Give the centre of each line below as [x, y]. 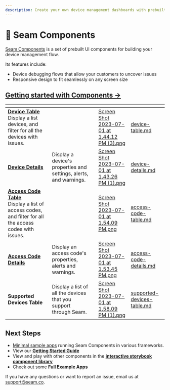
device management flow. [32, 54]
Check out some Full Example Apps [50, 367]
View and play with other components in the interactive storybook [82, 356]
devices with [23, 137]
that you [62, 299]
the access [21, 223]
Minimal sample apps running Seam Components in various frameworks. [88, 345]
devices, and [23, 124]
